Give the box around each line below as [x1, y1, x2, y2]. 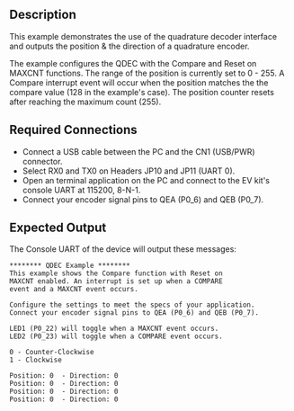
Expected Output [9, 220, 107, 236]
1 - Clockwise [9, 355, 63, 365]
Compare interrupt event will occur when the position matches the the [9, 76, 269, 88]
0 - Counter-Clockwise [9, 348, 94, 357]
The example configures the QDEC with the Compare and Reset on [9, 58, 257, 68]
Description [9, 7, 76, 22]
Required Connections [9, 122, 138, 138]
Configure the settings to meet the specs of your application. [9, 300, 255, 309]
